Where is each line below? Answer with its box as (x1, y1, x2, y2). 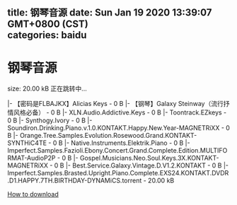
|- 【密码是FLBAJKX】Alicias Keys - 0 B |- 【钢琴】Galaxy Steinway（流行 (7, 100, 224, 108)
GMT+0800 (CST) (7, 18, 88, 30)
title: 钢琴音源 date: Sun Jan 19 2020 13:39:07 (7, 6, 212, 19)
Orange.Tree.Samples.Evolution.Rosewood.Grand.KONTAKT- (20, 131, 197, 140)
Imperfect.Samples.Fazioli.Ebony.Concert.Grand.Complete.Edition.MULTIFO (7, 146, 228, 155)
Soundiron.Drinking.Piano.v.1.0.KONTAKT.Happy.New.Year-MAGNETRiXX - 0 (7, 124, 230, 132)
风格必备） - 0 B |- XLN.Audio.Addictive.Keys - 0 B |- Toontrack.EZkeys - (13, 108, 227, 117)
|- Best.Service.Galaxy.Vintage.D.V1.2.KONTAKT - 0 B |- (65, 161, 229, 170)
